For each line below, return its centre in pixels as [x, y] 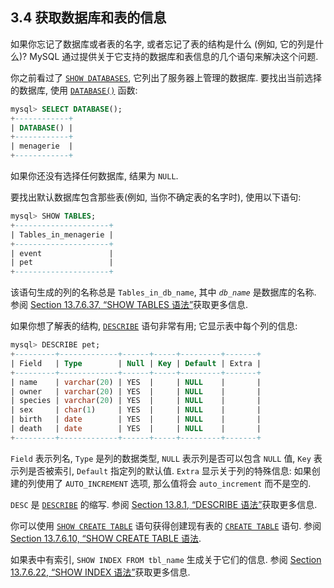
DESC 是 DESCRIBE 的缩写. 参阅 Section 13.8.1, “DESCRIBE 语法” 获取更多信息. [164, 504]
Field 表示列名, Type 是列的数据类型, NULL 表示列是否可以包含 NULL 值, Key [161, 458]
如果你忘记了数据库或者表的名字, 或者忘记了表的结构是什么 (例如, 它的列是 [162, 44]
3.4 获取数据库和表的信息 [88, 18]
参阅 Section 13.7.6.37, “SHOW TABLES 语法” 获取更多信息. [129, 305]
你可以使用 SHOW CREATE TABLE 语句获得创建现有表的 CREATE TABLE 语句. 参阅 [166, 525]
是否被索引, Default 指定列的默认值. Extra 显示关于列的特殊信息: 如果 [169, 470]
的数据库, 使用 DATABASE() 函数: [74, 90]
